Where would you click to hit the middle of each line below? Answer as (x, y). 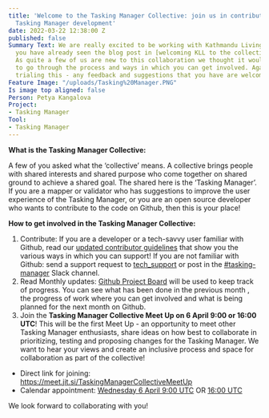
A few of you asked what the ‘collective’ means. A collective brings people (131, 165)
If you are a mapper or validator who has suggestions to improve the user (129, 191)
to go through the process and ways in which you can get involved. (132, 68)
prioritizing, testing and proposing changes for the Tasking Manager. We (139, 340)
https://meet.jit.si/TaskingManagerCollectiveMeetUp (106, 381)
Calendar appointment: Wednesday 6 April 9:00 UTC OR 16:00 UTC (131, 390)
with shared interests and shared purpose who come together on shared (128, 173)
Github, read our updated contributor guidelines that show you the (129, 247)
